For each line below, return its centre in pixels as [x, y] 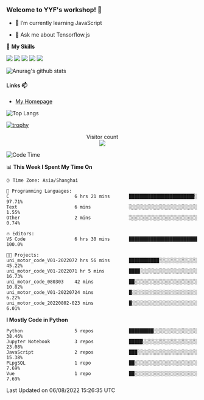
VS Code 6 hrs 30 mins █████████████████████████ [102, 239]
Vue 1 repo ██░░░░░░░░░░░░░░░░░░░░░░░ [102, 373]
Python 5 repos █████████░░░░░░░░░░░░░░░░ [102, 331]
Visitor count [102, 137]
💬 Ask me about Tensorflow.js [52, 35]
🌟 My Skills [21, 47]
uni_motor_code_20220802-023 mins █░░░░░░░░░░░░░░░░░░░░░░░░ [102, 303]
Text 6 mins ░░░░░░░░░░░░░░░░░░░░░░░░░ [102, 207]
